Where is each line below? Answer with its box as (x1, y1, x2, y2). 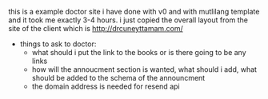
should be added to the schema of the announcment (31, 73, 206, 82)
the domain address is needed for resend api (31, 81, 180, 91)
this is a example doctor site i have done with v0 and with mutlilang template (8, 7, 260, 16)
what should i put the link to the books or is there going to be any (31, 48, 246, 57)
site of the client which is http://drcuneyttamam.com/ (8, 24, 184, 33)
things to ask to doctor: (19, 39, 97, 49)
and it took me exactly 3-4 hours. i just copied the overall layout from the (8, 15, 248, 25)
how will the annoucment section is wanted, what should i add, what (31, 65, 258, 74)
